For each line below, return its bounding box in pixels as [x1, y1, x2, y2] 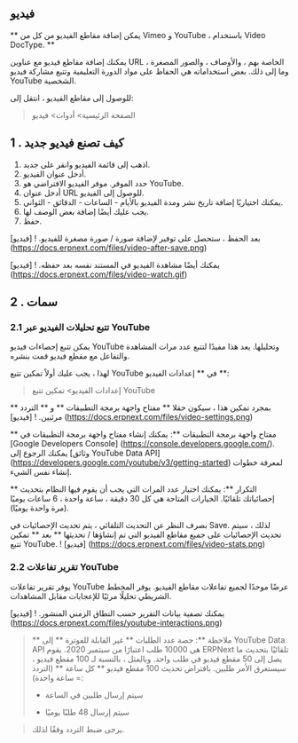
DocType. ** [10, 39, 56, 50]
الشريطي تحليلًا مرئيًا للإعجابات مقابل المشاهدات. [10, 590, 172, 601]
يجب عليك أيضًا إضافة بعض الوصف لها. [22, 206, 150, 217]
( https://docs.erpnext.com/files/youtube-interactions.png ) [10, 617, 223, 628]
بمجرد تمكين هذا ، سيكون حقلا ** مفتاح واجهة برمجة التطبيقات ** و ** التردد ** [10, 402, 271, 413]
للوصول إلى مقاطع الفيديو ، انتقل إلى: [10, 92, 134, 103]
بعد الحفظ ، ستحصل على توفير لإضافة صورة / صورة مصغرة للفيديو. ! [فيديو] [10, 233, 261, 243]
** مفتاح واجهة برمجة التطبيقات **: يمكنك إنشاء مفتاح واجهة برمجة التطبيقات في [10, 429, 278, 439]
